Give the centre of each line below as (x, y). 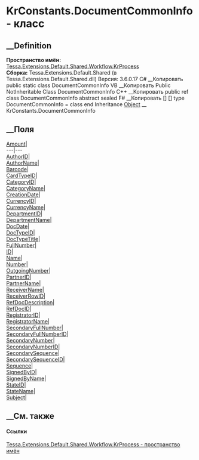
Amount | (17, 144)
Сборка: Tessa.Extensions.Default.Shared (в (62, 72)
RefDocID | (19, 308)
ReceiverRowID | (26, 296)
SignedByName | (26, 378)
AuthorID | (18, 156)
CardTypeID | (22, 175)
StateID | (16, 385)
